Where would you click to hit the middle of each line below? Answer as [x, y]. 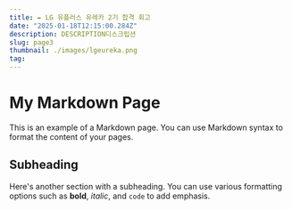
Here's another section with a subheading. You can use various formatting [146, 186]
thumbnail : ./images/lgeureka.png [74, 51]
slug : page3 [31, 42]
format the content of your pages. [71, 137]
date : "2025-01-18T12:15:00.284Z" [74, 26]
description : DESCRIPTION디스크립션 [73, 34]
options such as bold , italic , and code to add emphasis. [110, 196]
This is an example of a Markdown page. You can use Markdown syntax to [146, 127]
